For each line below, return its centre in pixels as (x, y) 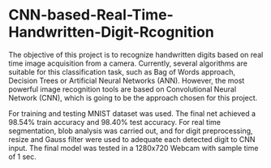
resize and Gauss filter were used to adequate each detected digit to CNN (132, 139)
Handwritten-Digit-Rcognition (112, 32)
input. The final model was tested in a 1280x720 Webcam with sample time (133, 148)
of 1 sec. (22, 157)
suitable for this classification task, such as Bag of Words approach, (122, 71)
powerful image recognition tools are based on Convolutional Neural (123, 89)
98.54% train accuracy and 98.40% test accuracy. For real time (115, 122)
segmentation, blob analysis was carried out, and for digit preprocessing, (131, 131)
